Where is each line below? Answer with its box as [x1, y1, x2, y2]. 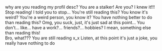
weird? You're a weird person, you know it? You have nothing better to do [5, 15, 153, 20]
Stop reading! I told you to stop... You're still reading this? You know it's [5, 9, 148, 15]
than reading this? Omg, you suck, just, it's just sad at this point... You [5, 19, 145, 25]
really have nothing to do [5, 40, 55, 46]
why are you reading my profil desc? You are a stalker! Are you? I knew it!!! [5, 4, 155, 10]
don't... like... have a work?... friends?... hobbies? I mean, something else [5, 25, 151, 31]
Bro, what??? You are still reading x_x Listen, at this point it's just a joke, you [5, 35, 158, 41]
